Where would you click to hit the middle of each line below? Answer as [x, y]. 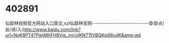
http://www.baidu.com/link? [52, 29]
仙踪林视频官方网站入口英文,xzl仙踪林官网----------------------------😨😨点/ [85, 23]
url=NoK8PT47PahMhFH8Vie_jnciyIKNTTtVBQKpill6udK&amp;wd [73, 35]
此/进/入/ [14, 29]
